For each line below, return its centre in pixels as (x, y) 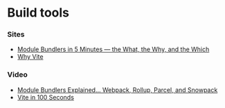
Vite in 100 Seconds (46, 97)
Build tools (38, 13)
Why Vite (30, 57)
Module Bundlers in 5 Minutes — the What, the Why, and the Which (113, 49)
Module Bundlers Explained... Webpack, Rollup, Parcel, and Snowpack (117, 90)
